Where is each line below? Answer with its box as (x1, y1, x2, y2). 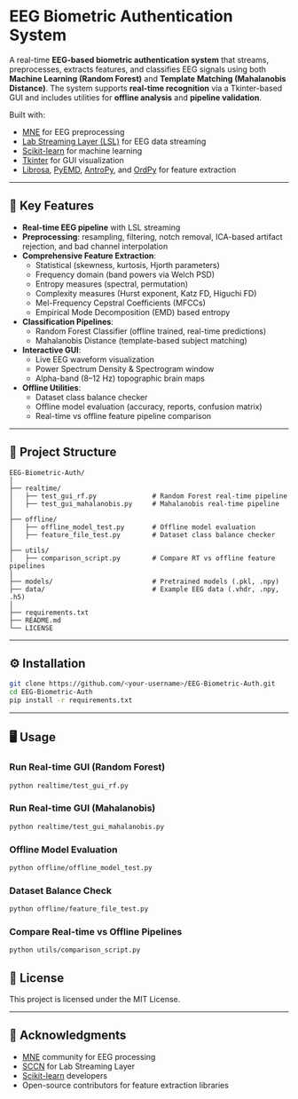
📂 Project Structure (9, 445, 117, 460)
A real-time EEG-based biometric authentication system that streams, (9, 54, 269, 65)
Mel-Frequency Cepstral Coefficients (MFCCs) (35, 297, 207, 308)
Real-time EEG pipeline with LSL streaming (21, 222, 181, 233)
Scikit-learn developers (21, 1070, 108, 1080)
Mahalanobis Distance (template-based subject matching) (35, 335, 248, 345)
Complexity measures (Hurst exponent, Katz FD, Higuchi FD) (35, 288, 257, 298)
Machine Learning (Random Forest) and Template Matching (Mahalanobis (9, 73, 286, 83)
